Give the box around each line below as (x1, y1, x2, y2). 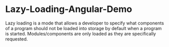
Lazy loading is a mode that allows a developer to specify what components (5, 20, 164, 26)
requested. (5, 36, 28, 42)
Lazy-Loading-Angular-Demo (5, 3, 132, 15)
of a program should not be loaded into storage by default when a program (5, 25, 162, 31)
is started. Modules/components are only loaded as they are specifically (5, 30, 156, 36)
